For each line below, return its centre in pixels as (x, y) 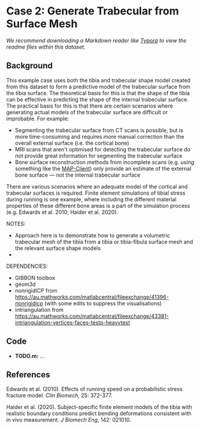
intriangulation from (39, 309)
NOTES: (16, 224)
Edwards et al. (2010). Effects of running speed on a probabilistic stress (94, 389)
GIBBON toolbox (35, 278)
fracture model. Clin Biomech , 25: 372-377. (59, 395)
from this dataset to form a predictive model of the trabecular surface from (98, 87)
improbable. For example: (38, 118)
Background (29, 66)
